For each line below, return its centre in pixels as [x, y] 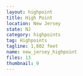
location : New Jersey [34, 23]
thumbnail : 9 [23, 63]
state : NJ [19, 29]
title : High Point [29, 18]
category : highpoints [34, 35]
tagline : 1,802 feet [32, 47]
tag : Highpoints [27, 40]
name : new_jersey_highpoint [42, 52]
